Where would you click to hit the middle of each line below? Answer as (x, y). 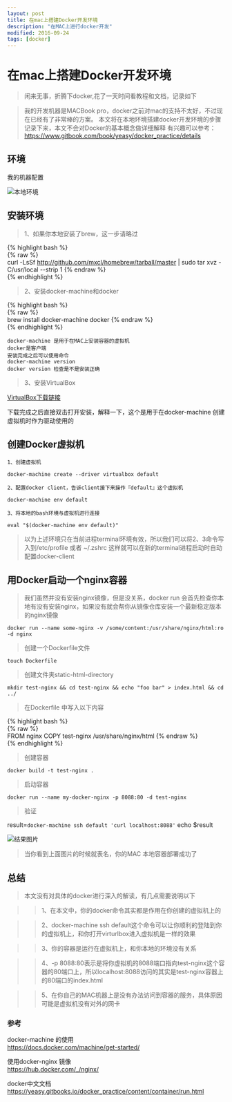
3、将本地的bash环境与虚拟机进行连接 (54, 513)
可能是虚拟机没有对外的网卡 (81, 1004)
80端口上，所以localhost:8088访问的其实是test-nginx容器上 (138, 972)
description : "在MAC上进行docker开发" (60, 26)
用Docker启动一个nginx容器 (67, 580)
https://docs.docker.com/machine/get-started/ (74, 1047)
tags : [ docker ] (29, 39)
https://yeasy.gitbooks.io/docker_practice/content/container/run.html (106, 1092)
